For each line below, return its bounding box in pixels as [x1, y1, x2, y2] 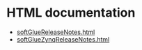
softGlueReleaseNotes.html [16, 28, 95, 36]
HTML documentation [6, 5, 136, 21]
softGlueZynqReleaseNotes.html [16, 35, 110, 43]
